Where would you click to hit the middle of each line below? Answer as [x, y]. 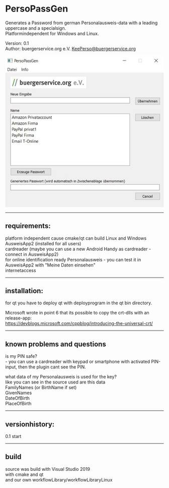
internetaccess [21, 270]
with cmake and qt [24, 474]
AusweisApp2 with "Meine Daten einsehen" [50, 265]
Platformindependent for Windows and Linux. [52, 33]
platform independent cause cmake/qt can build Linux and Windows [76, 238]
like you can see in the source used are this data [55, 382]
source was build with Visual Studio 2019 [48, 469]
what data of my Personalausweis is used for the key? [61, 377]
